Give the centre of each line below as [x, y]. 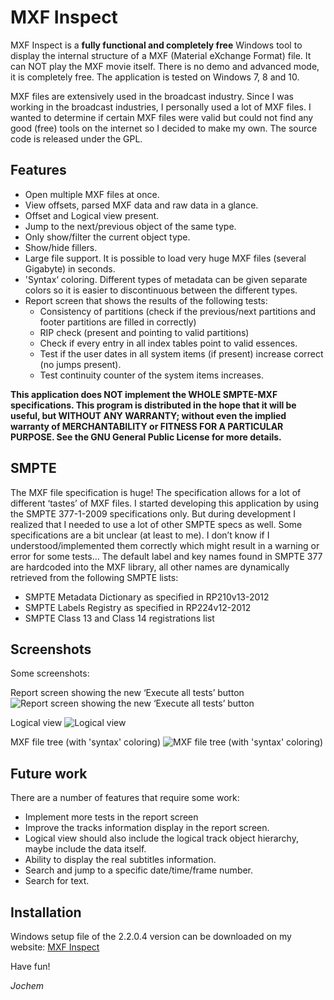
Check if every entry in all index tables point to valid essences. [168, 343]
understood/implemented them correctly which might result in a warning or [165, 545]
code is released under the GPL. [76, 138]
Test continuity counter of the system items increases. [151, 375]
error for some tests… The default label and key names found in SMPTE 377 [166, 556]
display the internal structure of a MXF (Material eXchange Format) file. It [161, 55]
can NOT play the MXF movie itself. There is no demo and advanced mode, [165, 66]
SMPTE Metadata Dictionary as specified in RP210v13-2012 [147, 597]
